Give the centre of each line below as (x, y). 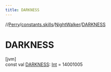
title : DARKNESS (22, 10)
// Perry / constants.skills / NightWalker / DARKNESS (55, 24)
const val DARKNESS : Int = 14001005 (44, 64)
